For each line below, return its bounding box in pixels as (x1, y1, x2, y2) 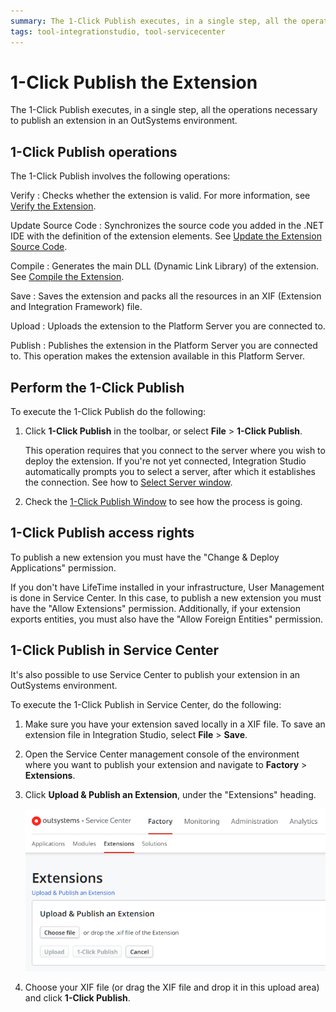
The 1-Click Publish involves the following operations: (10, 170, 231, 182)
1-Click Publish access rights (10, 525, 195, 542)
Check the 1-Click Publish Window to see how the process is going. (24, 496, 303, 508)
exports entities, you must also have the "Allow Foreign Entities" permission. (10, 613, 324, 625)
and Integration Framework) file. (10, 301, 143, 313)
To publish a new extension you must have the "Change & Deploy (10, 551, 280, 563)
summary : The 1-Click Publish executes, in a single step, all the (10, 16, 298, 26)
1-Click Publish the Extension (10, 71, 258, 94)
